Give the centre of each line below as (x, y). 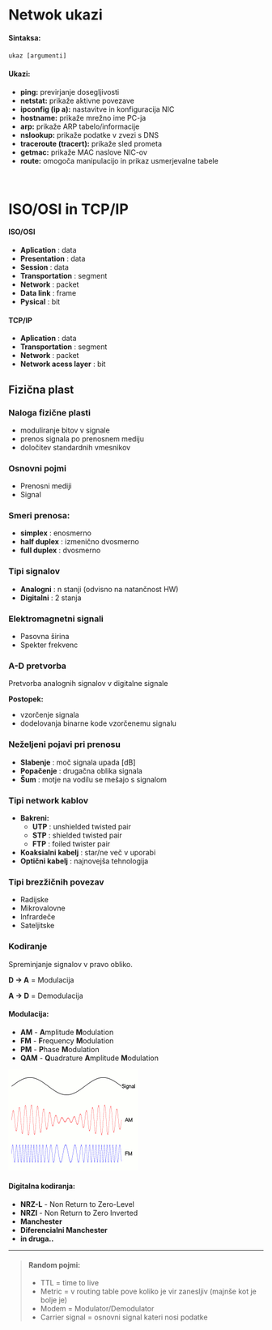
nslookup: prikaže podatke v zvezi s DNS (89, 134)
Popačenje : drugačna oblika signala (81, 770)
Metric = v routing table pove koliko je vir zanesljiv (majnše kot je (148, 1292)
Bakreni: (35, 818)
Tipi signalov (34, 571)
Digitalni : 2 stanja (51, 598)
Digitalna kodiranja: (42, 1186)
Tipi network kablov (49, 800)
